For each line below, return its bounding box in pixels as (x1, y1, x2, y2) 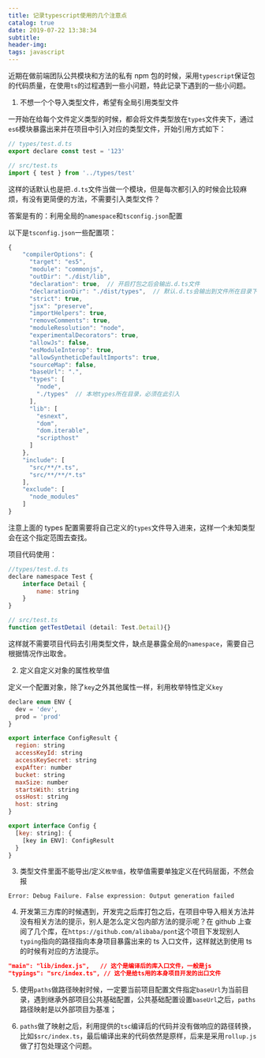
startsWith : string (15, 786, 80, 793)
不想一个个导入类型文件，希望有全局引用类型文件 (19, 98, 179, 107)
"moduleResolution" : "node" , (28, 325, 125, 332)
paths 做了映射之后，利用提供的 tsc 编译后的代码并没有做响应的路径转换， (19, 1022, 256, 1031)
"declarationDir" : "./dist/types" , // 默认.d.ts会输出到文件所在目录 (28, 287, 252, 295)
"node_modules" (28, 493, 80, 501)
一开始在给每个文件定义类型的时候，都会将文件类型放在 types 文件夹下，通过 (8, 114, 254, 123)
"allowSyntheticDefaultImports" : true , (28, 353, 160, 362)
